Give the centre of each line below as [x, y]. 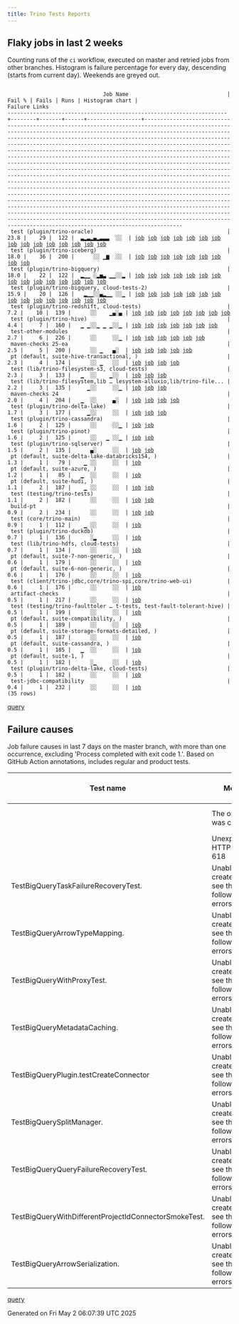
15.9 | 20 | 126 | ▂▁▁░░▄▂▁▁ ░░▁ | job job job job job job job [114, 294]
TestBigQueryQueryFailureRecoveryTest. [79, 1169]
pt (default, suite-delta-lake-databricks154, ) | [121, 457]
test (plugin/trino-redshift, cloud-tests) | [121, 307]
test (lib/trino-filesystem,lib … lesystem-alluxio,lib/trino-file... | [121, 382]
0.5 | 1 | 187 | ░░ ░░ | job [74, 638]
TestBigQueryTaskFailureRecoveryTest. [76, 886]
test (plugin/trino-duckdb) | [121, 531]
